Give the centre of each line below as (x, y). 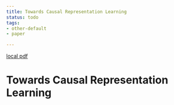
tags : (13, 23)
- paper (16, 34)
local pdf (17, 56)
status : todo (22, 17)
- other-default (26, 28)
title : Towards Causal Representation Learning (67, 12)
